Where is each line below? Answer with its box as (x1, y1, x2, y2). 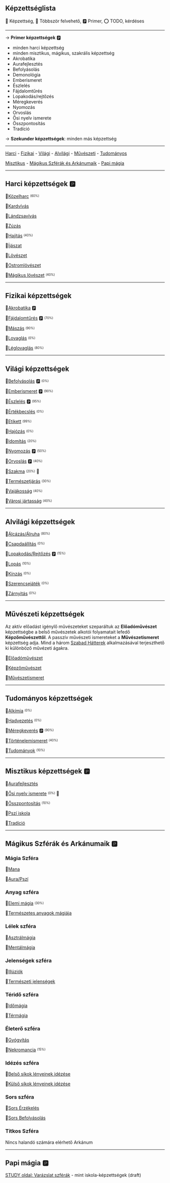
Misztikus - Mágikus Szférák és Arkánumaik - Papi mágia (5, 160, 124, 166)
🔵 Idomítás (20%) (5, 438, 37, 444)
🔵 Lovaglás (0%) (5, 335, 35, 341)
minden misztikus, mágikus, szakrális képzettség (12, 50, 115, 56)
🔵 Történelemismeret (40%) (5, 737, 58, 743)
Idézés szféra (5, 1059, 39, 1066)
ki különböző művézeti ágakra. (5, 645, 69, 651)
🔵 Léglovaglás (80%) (5, 345, 44, 351)
